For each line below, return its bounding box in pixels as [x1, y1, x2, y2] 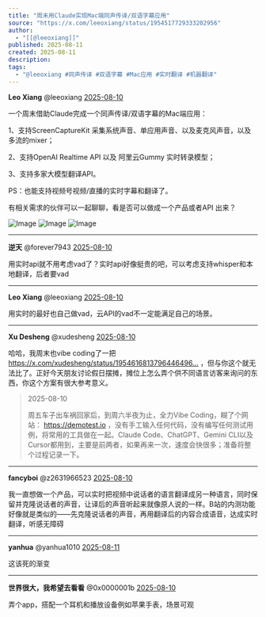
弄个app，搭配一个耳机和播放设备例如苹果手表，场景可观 [8, 600, 195, 609]
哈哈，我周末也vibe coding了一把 [8, 348, 116, 357]
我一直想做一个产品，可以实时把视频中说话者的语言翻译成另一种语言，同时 [8, 489, 251, 499]
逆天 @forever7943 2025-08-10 [8, 242, 112, 252]
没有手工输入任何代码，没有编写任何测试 [114, 420, 247, 429]
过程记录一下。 [34, 449, 84, 459]
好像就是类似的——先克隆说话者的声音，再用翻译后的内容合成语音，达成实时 [8, 508, 258, 519]
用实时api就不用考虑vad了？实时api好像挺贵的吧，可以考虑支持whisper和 [8, 259, 247, 269]
